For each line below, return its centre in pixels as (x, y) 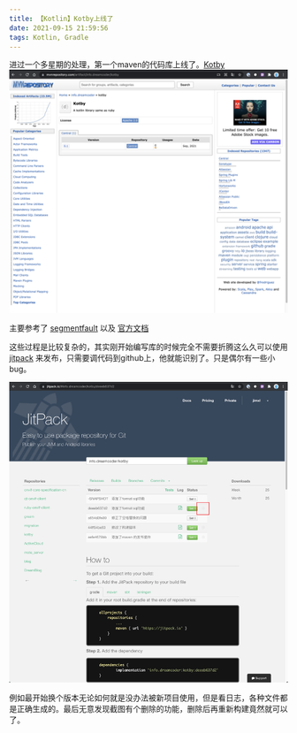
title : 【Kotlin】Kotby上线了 (61, 19)
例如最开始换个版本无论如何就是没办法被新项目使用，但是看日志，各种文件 (145, 698)
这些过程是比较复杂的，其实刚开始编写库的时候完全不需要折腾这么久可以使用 (148, 347)
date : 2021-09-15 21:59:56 (59, 28)
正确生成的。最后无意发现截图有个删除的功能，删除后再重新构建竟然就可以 (152, 708)
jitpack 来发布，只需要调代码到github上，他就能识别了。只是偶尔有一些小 (142, 358)
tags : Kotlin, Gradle (49, 37)
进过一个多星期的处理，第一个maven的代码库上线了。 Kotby (117, 65)
